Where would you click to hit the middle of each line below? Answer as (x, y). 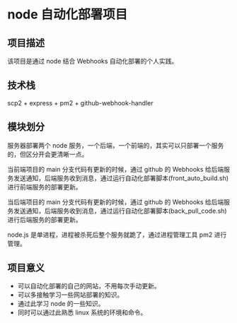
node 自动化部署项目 (68, 14)
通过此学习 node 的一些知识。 (61, 304)
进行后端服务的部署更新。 (45, 219)
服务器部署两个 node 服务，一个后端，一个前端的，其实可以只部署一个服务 (116, 145)
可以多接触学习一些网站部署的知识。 (70, 295)
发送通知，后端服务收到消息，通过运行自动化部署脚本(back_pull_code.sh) (120, 211)
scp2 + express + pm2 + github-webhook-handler (80, 102)
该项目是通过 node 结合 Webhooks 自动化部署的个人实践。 (93, 61)
